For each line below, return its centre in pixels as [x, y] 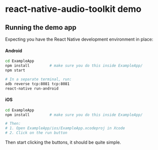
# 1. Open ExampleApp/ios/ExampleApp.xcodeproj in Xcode [65, 128]
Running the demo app [41, 27]
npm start [15, 70]
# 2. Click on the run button [36, 133]
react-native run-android [32, 88]
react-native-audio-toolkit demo [73, 9]
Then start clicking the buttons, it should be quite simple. [63, 143]
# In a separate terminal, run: [38, 79]
